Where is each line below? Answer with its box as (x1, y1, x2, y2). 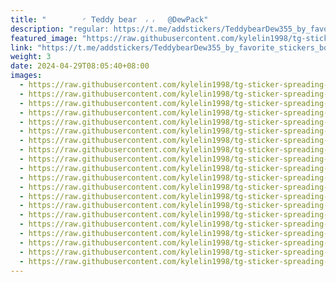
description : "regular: (10, 24, 110, 34)
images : (10, 71, 43, 81)
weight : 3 (10, 52, 52, 62)
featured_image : (10, 33, 78, 43)
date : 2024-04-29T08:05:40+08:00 (10, 61, 150, 71)
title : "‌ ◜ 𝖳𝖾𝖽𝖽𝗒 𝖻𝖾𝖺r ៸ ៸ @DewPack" (10, 14, 209, 25)
